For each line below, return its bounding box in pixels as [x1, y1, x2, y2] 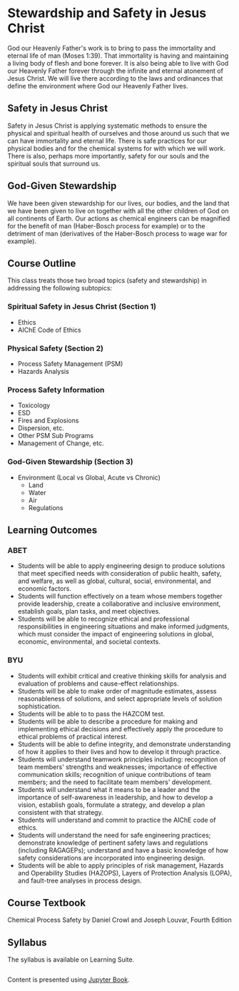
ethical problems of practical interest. [17, 732, 128, 741]
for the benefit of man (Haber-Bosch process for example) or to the [7, 221, 205, 230]
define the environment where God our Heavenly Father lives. [7, 81, 188, 90]
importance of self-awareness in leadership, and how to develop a [17, 793, 213, 801]
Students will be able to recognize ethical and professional [17, 615, 190, 624]
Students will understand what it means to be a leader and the [17, 785, 200, 793]
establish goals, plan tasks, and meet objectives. [17, 607, 161, 616]
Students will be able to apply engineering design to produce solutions [17, 561, 225, 570]
